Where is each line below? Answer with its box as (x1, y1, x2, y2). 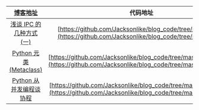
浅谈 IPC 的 (10, 20, 41, 28)
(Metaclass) (9, 66, 43, 73)
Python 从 (11, 76, 40, 85)
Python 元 (11, 49, 40, 57)
